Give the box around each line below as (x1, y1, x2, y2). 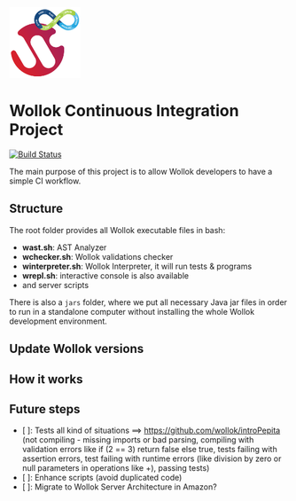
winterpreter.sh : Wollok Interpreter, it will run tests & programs (21, 261, 253, 271)
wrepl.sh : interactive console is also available (21, 270, 189, 281)
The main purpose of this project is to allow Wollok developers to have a (9, 166, 273, 176)
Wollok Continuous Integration (9, 101, 239, 121)
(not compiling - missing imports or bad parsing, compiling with (21, 434, 254, 445)
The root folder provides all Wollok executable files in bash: (9, 224, 226, 235)
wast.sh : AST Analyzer (21, 242, 107, 253)
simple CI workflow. (9, 176, 82, 186)
